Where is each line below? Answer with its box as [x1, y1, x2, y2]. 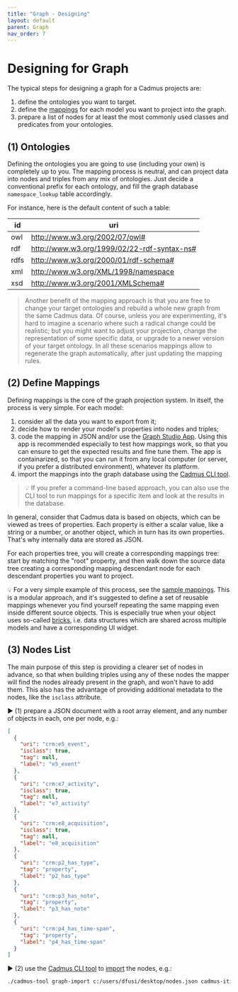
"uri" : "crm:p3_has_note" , [20, 892, 100, 899]
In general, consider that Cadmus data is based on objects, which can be [7, 513, 221, 521]
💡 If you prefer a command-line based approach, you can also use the [24, 483, 230, 492]
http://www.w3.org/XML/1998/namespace [30, 267, 175, 276]
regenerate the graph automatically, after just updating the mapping [24, 349, 222, 358]
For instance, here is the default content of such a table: [7, 203, 171, 212]
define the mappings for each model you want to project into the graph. [17, 106, 227, 114]
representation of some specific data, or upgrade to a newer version [24, 334, 225, 342]
